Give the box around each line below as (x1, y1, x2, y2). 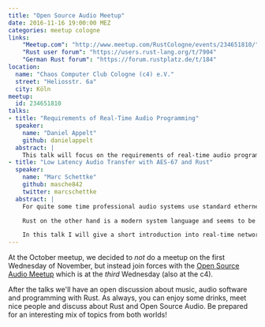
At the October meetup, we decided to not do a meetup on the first (8, 253, 226, 262)
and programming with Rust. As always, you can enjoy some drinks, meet (8, 293, 247, 303)
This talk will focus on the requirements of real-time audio (22, 151, 231, 159)
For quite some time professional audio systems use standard (22, 202, 231, 210)
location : (8, 63, 41, 71)
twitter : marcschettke (22, 187, 97, 196)
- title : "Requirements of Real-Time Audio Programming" (8, 115, 200, 122)
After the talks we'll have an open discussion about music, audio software (8, 285, 248, 295)
